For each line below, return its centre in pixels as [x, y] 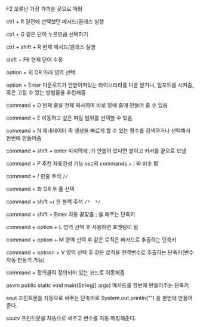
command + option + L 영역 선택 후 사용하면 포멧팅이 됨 [72, 227]
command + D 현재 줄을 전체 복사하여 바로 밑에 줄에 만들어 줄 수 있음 [87, 105]
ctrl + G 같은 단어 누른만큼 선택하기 [47, 34]
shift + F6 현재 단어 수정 [35, 59]
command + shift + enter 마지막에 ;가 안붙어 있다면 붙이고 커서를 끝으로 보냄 [96, 151]
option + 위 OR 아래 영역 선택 [41, 72]
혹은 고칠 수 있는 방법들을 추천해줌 [46, 92]
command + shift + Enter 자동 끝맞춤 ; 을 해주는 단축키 [71, 214]
